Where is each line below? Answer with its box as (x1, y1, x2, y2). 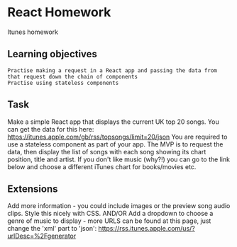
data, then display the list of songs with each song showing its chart (7, 147, 206, 156)
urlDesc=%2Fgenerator (7, 231, 77, 241)
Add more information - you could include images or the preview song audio (7, 202, 231, 210)
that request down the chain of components (7, 73, 138, 80)
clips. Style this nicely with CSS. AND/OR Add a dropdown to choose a (7, 209, 214, 218)
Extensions (7, 183, 58, 195)
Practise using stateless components (7, 79, 119, 86)
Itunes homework (7, 28, 59, 36)
